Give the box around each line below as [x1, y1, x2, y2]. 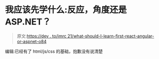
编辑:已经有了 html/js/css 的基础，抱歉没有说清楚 [5, 48, 103, 54]
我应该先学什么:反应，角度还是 [5, 4, 127, 15]
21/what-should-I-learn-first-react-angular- [67, 33, 154, 39]
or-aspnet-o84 [16, 38, 47, 44]
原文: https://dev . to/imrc [16, 33, 67, 39]
